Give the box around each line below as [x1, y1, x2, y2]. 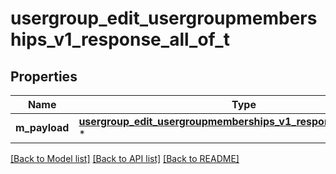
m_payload [15, 121, 70, 134]
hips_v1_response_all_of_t [10, 28, 230, 51]
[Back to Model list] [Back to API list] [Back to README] [10, 153, 240, 164]
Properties [10, 68, 78, 85]
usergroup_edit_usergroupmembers [10, 7, 318, 30]
